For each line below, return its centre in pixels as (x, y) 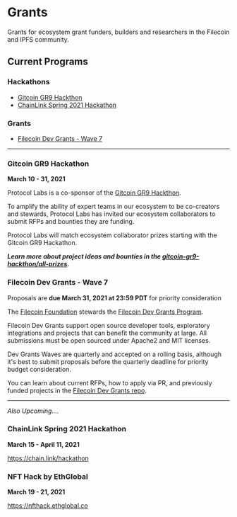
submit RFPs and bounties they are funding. (71, 222)
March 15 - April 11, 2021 (43, 444)
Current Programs (48, 62)
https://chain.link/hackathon (48, 458)
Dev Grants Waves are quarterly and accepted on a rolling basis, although (115, 354)
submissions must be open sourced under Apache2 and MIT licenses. (109, 340)
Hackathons (29, 82)
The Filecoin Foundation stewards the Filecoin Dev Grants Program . (105, 312)
